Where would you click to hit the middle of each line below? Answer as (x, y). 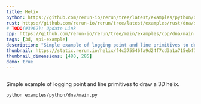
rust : (13, 23)
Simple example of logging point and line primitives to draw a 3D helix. (93, 84)
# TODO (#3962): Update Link (41, 28)
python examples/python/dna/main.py (52, 95)
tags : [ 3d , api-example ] (37, 39)
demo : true (20, 62)
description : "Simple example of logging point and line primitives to (97, 45)
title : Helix (22, 12)
